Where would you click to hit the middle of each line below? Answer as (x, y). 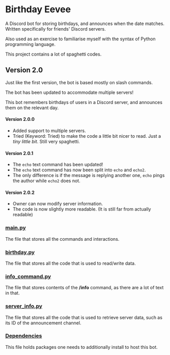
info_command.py (28, 276)
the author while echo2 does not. (46, 181)
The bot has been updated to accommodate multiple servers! (69, 92)
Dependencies (24, 336)
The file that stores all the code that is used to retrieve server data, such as (84, 317)
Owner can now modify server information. (58, 204)
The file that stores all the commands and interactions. (62, 239)
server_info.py (24, 306)
